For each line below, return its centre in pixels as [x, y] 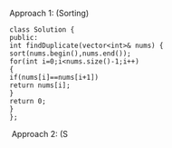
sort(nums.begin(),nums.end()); [70, 54]
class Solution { [42, 30]
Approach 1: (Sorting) [49, 13]
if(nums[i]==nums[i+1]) [54, 77]
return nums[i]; [40, 85]
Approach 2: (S [39, 134]
